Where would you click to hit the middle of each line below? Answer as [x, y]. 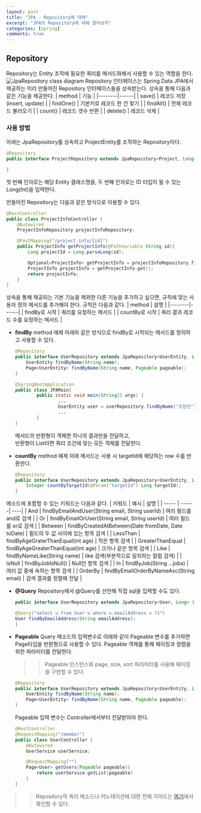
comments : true [25, 34]
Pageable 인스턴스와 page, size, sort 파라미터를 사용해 [109, 664]
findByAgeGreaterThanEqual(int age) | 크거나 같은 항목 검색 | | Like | [88, 548]
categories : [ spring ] [33, 28]
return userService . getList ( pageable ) [85, 773]
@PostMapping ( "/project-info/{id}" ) [63, 241]
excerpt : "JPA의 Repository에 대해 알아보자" [59, 23]
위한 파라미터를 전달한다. [44, 651]
